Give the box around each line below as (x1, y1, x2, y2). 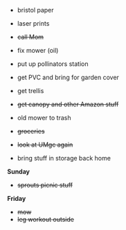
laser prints (17, 19, 50, 27)
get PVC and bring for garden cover (17, 73, 120, 81)
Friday (7, 195, 26, 202)
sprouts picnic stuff (17, 181, 73, 189)
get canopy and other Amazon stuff (17, 100, 119, 108)
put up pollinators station (17, 60, 89, 68)
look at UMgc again (17, 140, 73, 149)
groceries (17, 127, 45, 135)
